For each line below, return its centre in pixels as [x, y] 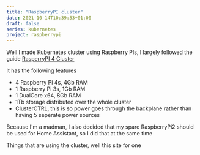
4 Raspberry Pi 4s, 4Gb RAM [52, 83]
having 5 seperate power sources [57, 115]
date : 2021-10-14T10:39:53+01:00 [49, 18]
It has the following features [42, 70]
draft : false [23, 23]
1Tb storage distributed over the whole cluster [73, 102]
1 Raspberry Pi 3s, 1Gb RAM [50, 89]
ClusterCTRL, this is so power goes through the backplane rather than [103, 108]
